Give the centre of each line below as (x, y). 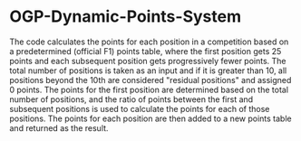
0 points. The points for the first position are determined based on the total (149, 89)
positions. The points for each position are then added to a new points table (150, 118)
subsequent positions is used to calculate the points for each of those (140, 108)
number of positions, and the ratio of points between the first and (131, 99)
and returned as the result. (59, 127)
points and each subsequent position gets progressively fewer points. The (148, 61)
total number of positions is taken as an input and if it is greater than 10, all (148, 70)
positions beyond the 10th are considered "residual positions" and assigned (150, 80)
